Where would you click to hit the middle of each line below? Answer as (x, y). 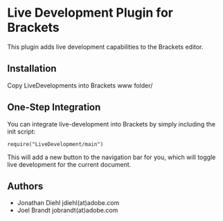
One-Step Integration (54, 107)
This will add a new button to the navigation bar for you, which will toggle (111, 157)
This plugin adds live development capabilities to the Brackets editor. (105, 47)
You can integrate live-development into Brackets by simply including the (111, 124)
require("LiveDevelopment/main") (55, 144)
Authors (25, 186)
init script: (21, 131)
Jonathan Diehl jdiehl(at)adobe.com (68, 203)
